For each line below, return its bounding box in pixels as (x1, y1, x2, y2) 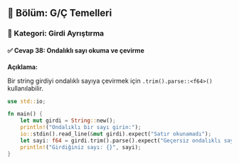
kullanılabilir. (7, 83, 44, 93)
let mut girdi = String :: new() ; (20, 117, 116, 125)
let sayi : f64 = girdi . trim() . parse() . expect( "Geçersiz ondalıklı (20, 137, 221, 144)
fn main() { (7, 111, 43, 118)
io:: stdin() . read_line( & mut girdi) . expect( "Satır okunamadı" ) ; (20, 130, 212, 138)
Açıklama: (7, 62, 38, 71)
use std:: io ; (7, 98, 46, 105)
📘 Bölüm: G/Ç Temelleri (7, 7, 112, 19)
